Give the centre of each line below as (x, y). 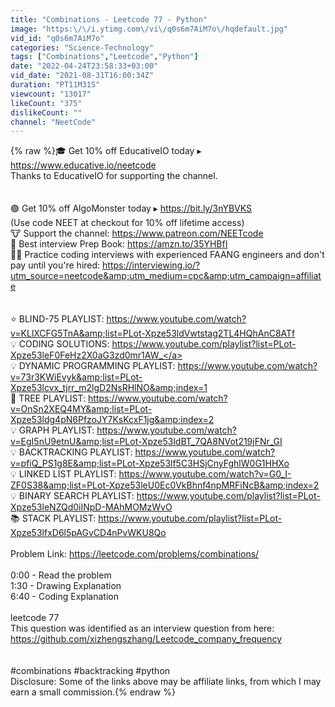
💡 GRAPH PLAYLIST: (52, 430)
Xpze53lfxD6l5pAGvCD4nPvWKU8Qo (88, 533)
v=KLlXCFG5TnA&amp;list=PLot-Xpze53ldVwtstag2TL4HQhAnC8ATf (153, 333)
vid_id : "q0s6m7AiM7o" (57, 38)
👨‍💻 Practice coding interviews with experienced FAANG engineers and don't (167, 255)
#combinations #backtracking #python (90, 671)
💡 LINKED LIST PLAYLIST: (63, 474)
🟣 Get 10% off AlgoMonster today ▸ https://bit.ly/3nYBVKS (131, 208)
